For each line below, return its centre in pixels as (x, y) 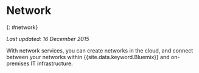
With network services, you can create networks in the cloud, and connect (100, 50)
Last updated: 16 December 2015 (48, 39)
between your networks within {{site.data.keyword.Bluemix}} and (88, 57)
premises (18, 63)
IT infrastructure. (52, 63)
